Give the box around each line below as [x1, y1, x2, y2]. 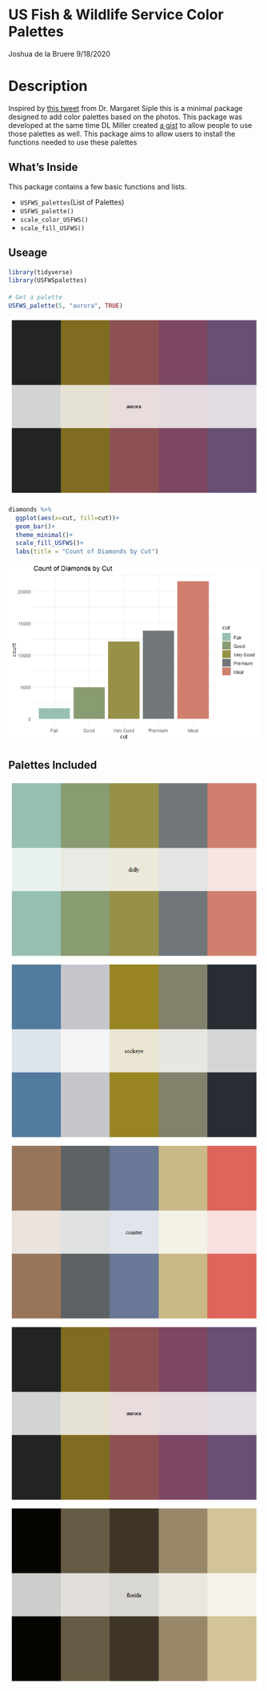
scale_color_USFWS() [19, 216, 89, 224]
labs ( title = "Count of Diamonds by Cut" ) [15, 547, 159, 556]
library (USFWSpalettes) [8, 277, 88, 284]
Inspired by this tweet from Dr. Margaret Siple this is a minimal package [8, 103, 243, 113]
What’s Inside [8, 161, 78, 174]
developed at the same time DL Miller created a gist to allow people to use [8, 120, 253, 129]
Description [8, 78, 88, 95]
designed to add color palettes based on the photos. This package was [8, 112, 242, 121]
